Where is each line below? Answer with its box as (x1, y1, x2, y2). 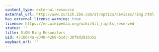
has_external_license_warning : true (5, 16, 81, 21)
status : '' (5, 26, 28, 31)
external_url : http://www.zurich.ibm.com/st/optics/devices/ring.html (5, 12, 155, 17)
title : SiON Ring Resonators (5, 30, 66, 35)
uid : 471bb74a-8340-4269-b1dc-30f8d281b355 (5, 35, 97, 40)
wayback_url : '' (5, 40, 39, 45)
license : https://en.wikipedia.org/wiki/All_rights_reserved (5, 21, 135, 26)
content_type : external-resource (5, 7, 75, 12)
